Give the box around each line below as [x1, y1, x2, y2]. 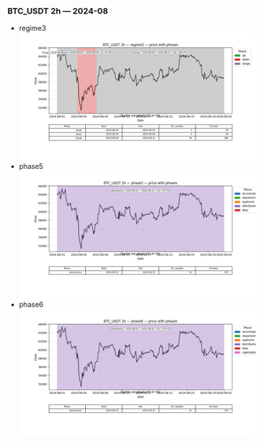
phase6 [18, 299, 44, 309]
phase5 [18, 162, 44, 171]
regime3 [18, 24, 46, 33]
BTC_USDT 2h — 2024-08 [7, 6, 109, 17]
